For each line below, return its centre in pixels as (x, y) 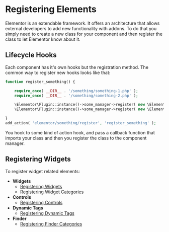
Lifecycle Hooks (31, 55)
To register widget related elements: (43, 171)
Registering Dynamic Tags (47, 213)
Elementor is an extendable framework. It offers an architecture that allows (82, 23)
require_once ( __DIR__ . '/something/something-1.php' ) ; (76, 91)
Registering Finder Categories (51, 224)
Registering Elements (51, 9)
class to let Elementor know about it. (43, 39)
